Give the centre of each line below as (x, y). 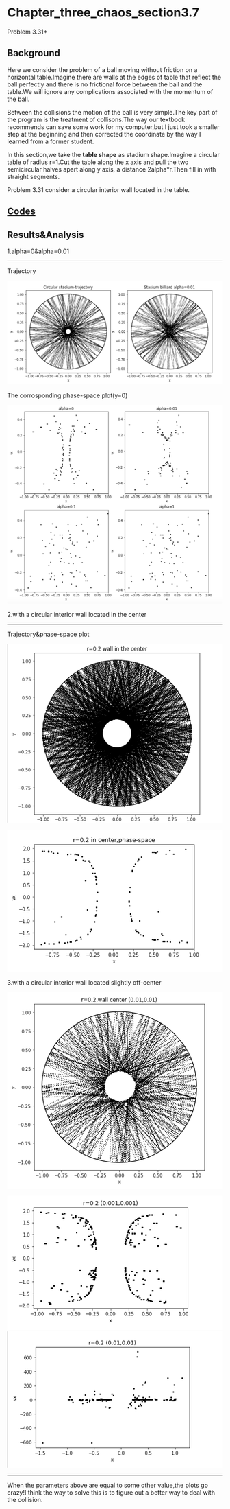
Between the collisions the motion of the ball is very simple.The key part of (112, 112)
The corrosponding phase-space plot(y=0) (67, 395)
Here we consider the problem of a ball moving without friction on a (102, 69)
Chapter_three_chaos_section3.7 (103, 13)
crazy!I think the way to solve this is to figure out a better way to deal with (111, 1492)
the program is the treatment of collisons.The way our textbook (96, 119)
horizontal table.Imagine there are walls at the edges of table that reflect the (114, 77)
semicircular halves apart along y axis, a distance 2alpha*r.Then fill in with (112, 169)
